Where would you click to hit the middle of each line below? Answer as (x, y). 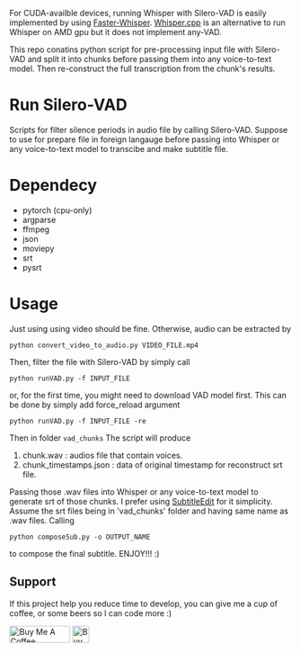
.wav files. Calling (42, 520)
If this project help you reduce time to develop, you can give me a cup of (144, 603)
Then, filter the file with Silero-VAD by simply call (100, 362)
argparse (39, 219)
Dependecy (53, 186)
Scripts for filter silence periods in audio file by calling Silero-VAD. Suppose (149, 130)
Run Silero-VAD (68, 105)
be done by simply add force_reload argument (95, 405)
